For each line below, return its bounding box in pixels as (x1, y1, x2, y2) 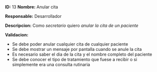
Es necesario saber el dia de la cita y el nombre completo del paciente (12, 51, 153, 57)
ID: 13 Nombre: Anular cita (5, 4, 58, 10)
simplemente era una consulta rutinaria (12, 62, 91, 67)
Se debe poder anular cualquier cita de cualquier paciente (12, 41, 128, 47)
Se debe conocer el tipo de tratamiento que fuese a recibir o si (12, 57, 137, 62)
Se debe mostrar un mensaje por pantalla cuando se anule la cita (12, 47, 142, 52)
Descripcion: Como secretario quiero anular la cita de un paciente (5, 23, 139, 28)
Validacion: (5, 32, 29, 37)
